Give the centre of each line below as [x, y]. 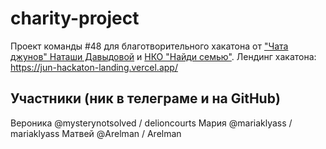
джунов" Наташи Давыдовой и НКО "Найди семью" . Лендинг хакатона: [163, 56]
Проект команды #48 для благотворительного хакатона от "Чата [149, 46]
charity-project [75, 18]
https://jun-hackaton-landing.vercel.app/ [94, 67]
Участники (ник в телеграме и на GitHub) [145, 98]
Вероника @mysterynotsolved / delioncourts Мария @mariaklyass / [151, 123]
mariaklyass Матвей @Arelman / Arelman [96, 133]
